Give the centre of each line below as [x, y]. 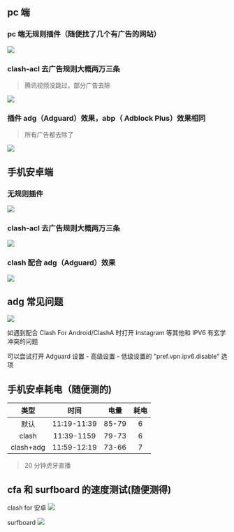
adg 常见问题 [35, 301]
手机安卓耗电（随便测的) [59, 389]
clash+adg [28, 448]
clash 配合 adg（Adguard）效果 [61, 263]
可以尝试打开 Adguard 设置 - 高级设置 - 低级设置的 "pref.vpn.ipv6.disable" [114, 356]
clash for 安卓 [27, 508]
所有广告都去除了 [49, 135]
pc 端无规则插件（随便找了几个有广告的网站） [84, 34]
